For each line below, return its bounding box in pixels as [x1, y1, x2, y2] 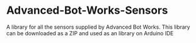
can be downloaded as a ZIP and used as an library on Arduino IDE [6, 29, 174, 36]
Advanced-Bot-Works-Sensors [6, 4, 169, 17]
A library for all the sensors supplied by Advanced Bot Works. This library [6, 23, 191, 30]
